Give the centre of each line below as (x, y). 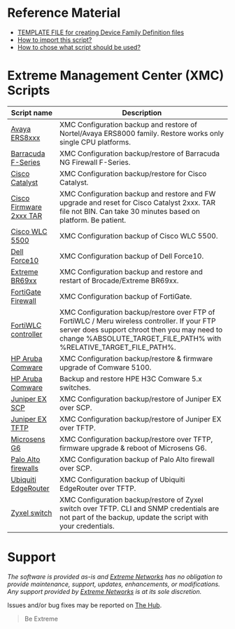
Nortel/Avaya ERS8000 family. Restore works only (142, 133)
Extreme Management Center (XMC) (116, 76)
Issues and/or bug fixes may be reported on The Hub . (85, 605)
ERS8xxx (26, 137)
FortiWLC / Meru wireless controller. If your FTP (137, 320)
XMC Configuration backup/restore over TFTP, (136, 439)
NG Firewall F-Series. (95, 162)
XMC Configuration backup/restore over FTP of (137, 312)
